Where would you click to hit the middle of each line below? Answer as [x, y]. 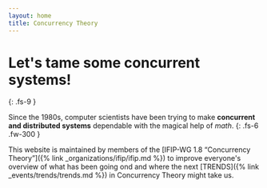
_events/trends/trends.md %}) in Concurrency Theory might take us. [121, 175]
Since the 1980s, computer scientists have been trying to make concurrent [132, 118]
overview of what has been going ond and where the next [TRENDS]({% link [134, 167]
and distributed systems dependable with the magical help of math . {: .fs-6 [133, 126]
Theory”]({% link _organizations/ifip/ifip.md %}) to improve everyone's [125, 158]
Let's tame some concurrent [104, 63]
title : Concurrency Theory [53, 23]
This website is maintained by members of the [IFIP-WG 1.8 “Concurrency [130, 150]
